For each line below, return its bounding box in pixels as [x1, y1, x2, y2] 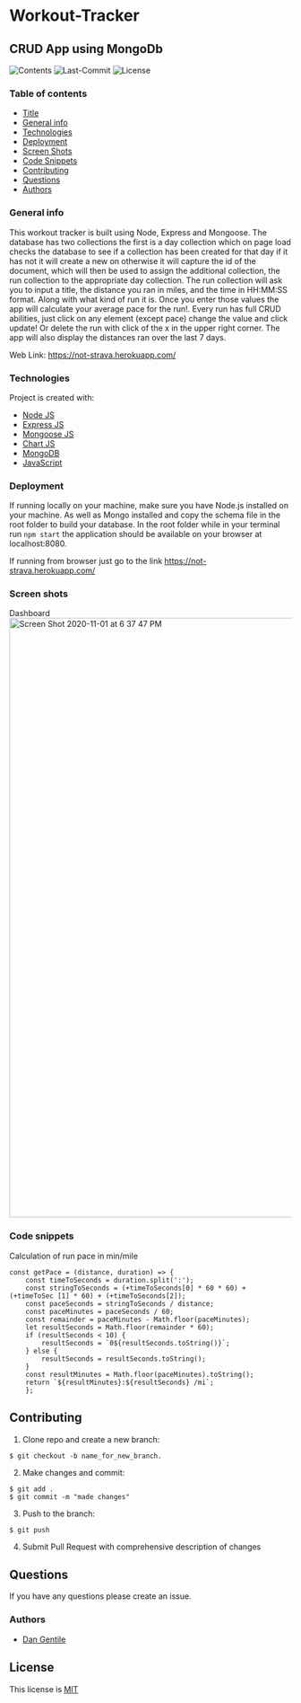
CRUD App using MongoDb [9, 41, 163, 57]
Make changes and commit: [21, 1467, 125, 1478]
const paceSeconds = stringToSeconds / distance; [25, 1299, 215, 1308]
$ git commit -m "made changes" [9, 1492, 130, 1501]
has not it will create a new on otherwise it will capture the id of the [9, 255, 257, 266]
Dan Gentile [21, 1634, 66, 1645]
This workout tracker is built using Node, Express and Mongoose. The [9, 226, 267, 238]
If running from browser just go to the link [9, 556, 163, 567]
